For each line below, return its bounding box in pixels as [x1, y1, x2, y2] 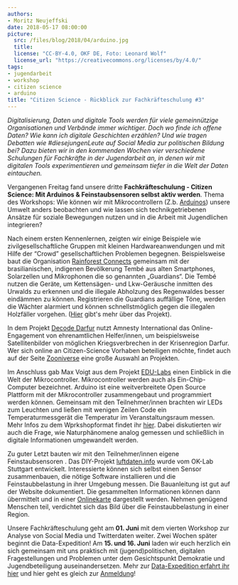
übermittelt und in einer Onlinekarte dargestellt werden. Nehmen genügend [7, 495, 227, 503]
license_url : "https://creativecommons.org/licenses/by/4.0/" [13, 57, 202, 64]
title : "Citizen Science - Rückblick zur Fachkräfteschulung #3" [7, 97, 205, 104]
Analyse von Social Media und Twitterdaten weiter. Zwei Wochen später [7, 532, 218, 539]
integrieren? [7, 221, 43, 228]
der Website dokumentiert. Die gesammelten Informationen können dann [7, 487, 221, 495]
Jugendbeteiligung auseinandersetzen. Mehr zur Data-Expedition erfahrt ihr [7, 562, 230, 570]
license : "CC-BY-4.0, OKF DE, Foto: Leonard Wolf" [13, 51, 167, 58]
